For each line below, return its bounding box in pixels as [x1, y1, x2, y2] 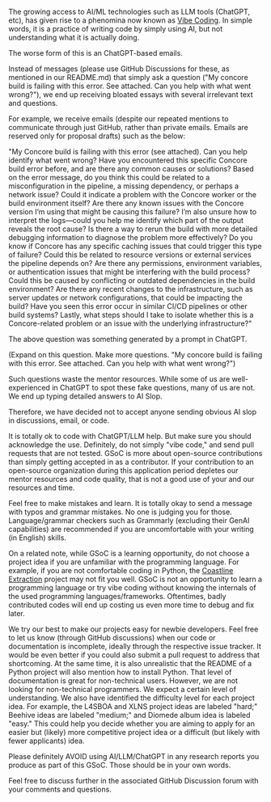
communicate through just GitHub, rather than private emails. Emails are [8, 123, 248, 132]
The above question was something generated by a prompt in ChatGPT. [8, 335, 248, 344]
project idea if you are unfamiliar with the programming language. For [8, 557, 240, 567]
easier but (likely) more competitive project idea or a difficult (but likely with [8, 728, 260, 737]
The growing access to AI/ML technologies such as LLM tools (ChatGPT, [8, 7, 251, 16]
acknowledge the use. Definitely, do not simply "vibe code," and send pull [8, 440, 255, 450]
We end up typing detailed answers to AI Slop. [8, 391, 163, 401]
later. [8, 609, 26, 618]
